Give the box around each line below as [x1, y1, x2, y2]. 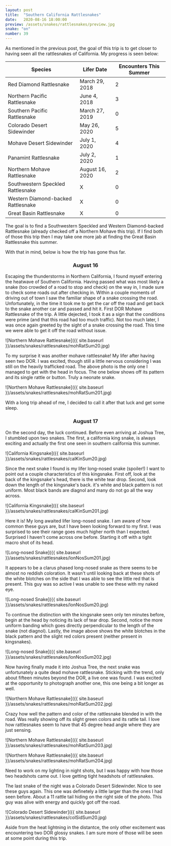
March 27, [79, 107, 105, 114]
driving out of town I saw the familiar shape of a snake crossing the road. [5, 295, 158, 301]
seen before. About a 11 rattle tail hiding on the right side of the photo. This [5, 793, 162, 800]
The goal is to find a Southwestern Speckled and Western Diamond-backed [5, 223, 164, 229]
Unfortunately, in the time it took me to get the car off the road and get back [5, 301, 164, 307]
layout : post [5, 7, 33, 13]
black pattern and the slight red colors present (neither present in [5, 633, 142, 639]
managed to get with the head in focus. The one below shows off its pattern [5, 369, 164, 375]
